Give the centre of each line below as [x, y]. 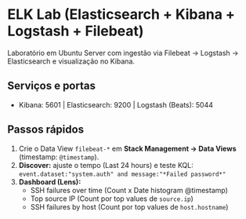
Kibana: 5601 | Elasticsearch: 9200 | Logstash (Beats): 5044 [116, 104]
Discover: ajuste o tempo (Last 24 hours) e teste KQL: [106, 165]
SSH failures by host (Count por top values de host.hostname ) [129, 206]
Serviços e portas [51, 86]
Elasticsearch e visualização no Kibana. [71, 61]
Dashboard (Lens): [50, 181]
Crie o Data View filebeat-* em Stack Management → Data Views [127, 148]
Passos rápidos [45, 130]
